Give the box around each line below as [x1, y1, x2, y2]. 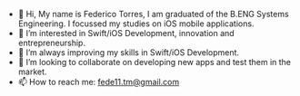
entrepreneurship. [17, 37, 86, 48]
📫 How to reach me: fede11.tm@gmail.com [17, 77, 180, 87]
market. [17, 66, 47, 77]
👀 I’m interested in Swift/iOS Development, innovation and [17, 28, 235, 38]
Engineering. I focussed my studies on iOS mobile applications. [17, 18, 255, 29]
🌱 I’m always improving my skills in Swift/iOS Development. [17, 47, 239, 58]
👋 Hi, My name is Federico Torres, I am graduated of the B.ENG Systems [17, 9, 289, 19]
